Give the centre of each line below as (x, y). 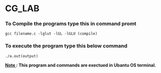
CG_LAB (22, 9)
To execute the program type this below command (66, 46)
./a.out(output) (22, 56)
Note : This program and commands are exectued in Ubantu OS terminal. (80, 65)
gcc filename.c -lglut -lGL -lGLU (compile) (51, 34)
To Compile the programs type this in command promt (71, 24)
